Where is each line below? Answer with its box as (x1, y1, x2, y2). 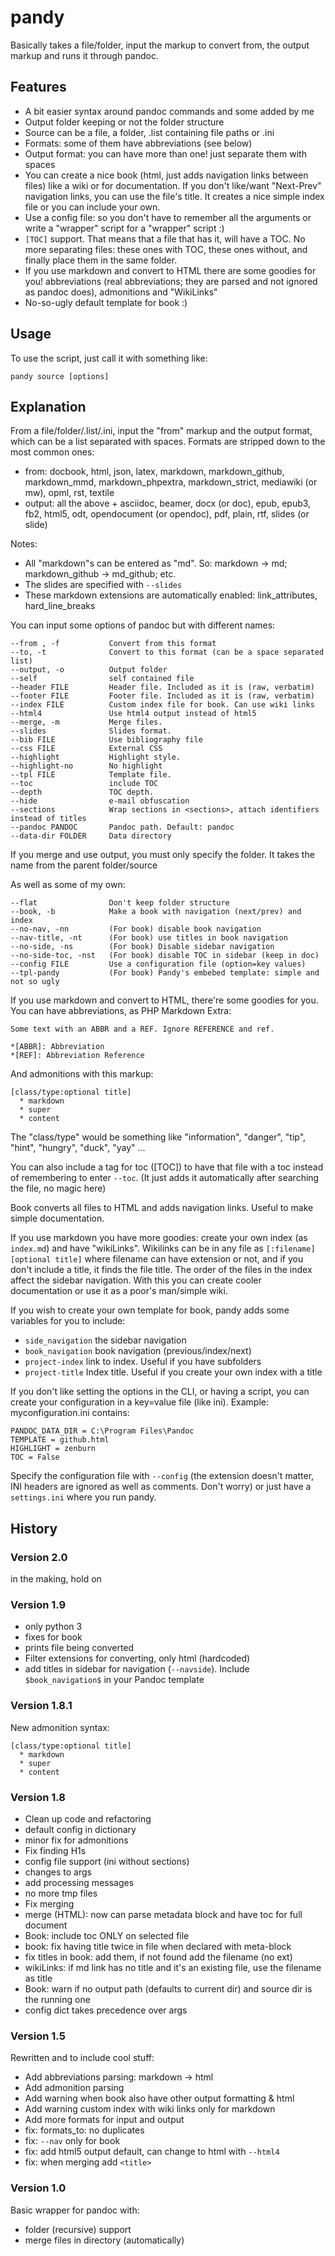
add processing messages (24, 1876, 135, 1888)
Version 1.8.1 (10, 1699, 73, 1713)
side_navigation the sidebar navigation (24, 1334, 187, 1346)
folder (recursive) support (24, 2223, 132, 2235)
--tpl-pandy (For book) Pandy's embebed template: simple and (10, 968, 320, 978)
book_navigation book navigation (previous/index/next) (24, 1345, 252, 1357)
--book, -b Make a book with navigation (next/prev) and (10, 907, 302, 917)
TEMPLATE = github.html (10, 1435, 110, 1445)
